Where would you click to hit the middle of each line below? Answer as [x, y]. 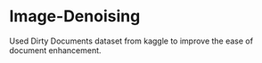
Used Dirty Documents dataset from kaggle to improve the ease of [131, 41]
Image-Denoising [75, 16]
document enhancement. [55, 50]
